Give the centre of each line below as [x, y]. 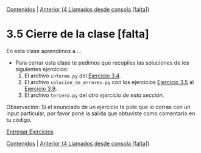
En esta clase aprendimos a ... [44, 51]
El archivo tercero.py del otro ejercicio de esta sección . [94, 95]
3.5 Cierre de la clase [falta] [78, 34]
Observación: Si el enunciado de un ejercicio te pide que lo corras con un [98, 107]
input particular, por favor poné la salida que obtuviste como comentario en [101, 113]
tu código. [19, 119]
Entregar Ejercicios [30, 132]
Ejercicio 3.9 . [41, 88]
